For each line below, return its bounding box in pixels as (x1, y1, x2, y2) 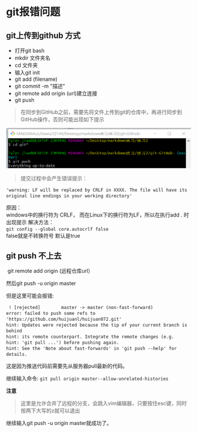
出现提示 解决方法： (6, 218, 54, 225)
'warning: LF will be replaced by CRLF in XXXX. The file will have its (6, 187, 188, 193)
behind (6, 328, 22, 334)
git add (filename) (14, 76, 57, 83)
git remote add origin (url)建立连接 (14, 90, 98, 97)
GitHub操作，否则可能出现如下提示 (20, 116, 104, 123)
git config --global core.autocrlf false (6, 226, 109, 232)
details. (6, 352, 28, 358)
